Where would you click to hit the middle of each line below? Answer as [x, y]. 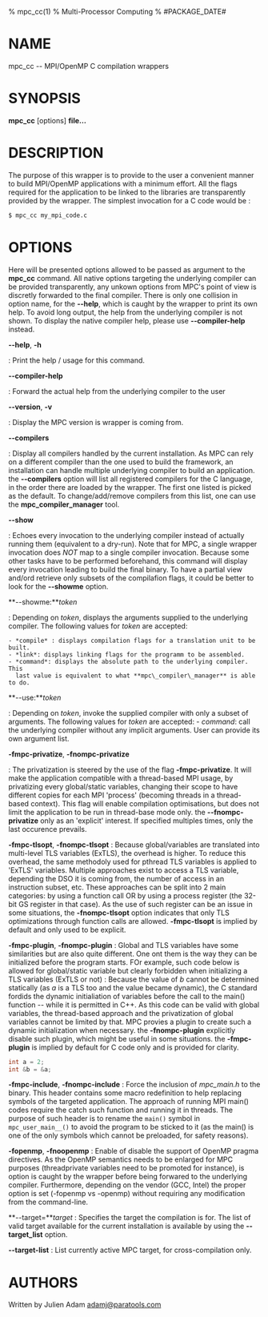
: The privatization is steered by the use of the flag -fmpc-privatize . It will [130, 769]
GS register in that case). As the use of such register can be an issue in [136, 904]
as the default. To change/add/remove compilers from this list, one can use [132, 496]
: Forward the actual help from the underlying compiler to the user [117, 391]
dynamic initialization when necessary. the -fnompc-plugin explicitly [122, 1030]
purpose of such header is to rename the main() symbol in [104, 1118]
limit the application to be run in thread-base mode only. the [107, 812]
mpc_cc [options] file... [47, 120]
